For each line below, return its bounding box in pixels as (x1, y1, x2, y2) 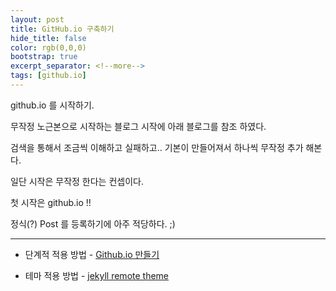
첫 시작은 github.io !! (10, 196, 92, 208)
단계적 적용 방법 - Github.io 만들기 (24, 248, 160, 260)
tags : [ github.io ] (10, 71, 87, 81)
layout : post (10, 14, 65, 25)
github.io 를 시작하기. (10, 99, 95, 111)
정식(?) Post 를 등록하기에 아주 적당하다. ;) (10, 217, 176, 230)
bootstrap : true (10, 52, 78, 62)
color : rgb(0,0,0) (10, 42, 87, 53)
